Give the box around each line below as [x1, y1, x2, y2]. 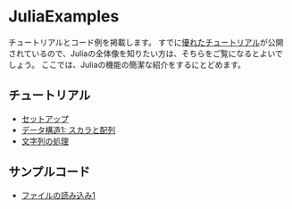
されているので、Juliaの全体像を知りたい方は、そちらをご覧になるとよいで [8, 47, 283, 59]
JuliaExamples [8, 6, 120, 27]
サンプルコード [8, 164, 90, 180]
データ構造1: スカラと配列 [21, 124, 116, 135]
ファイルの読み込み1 [21, 189, 96, 200]
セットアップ [21, 113, 69, 124]
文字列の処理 [21, 136, 69, 146]
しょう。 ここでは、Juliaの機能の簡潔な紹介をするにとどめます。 [8, 59, 246, 70]
